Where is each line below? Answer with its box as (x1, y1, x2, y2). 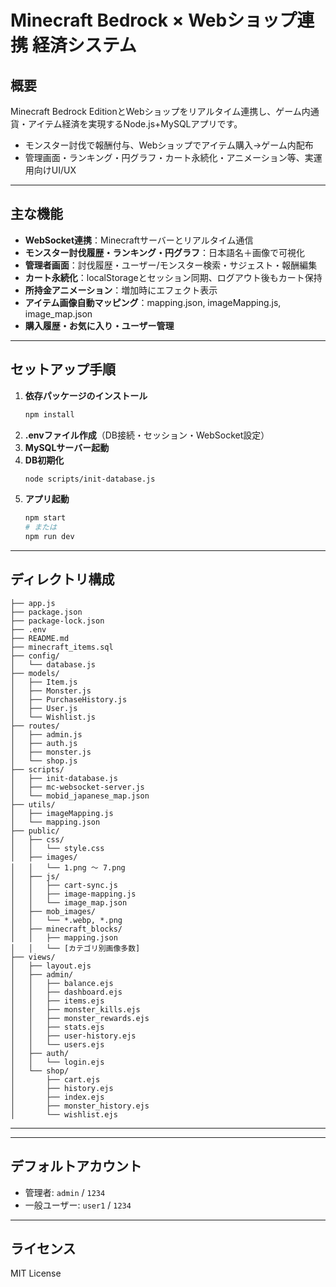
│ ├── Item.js (10, 677, 78, 687)
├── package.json (10, 607, 83, 617)
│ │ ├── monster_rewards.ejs (10, 1013, 150, 1023)
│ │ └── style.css (10, 843, 105, 853)
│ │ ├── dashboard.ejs (10, 987, 123, 997)
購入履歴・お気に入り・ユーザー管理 (24, 319, 175, 331)
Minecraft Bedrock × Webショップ (10, 9, 298, 32)
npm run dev (24, 532, 75, 542)
